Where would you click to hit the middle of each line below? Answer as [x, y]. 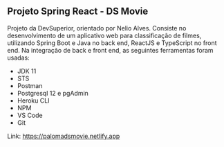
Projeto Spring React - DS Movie [78, 11]
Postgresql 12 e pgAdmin [53, 93]
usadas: [18, 58]
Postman [30, 85]
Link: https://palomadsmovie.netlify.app [64, 136]
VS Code [30, 115]
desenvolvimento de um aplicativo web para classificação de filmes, [104, 35]
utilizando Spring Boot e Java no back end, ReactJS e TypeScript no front [112, 43]
